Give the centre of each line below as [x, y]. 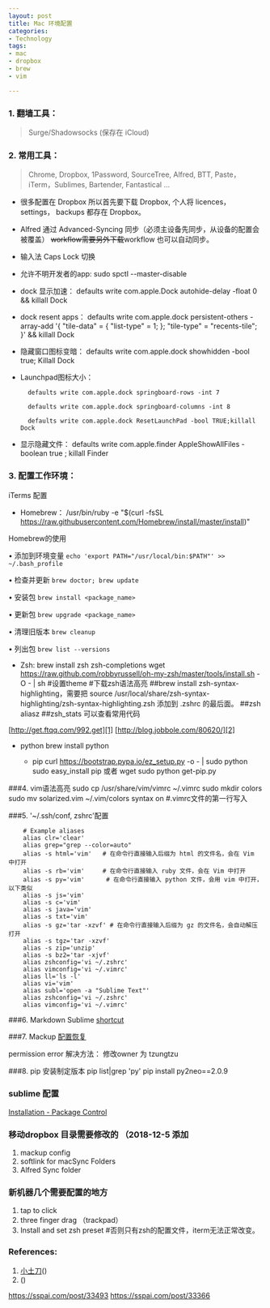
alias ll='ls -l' [52, 976]
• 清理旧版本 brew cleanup [52, 631]
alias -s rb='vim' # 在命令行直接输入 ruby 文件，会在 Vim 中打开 [135, 871]
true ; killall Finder [79, 453]
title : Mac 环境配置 [40, 24]
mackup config [45, 1153]
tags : [17, 46]
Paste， [228, 174]
